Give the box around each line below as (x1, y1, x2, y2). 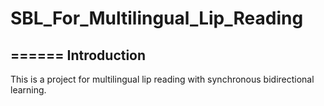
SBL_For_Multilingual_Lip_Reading (10, 7, 304, 30)
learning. (10, 84, 47, 96)
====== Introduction (10, 47, 147, 64)
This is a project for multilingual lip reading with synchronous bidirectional (10, 73, 315, 85)
